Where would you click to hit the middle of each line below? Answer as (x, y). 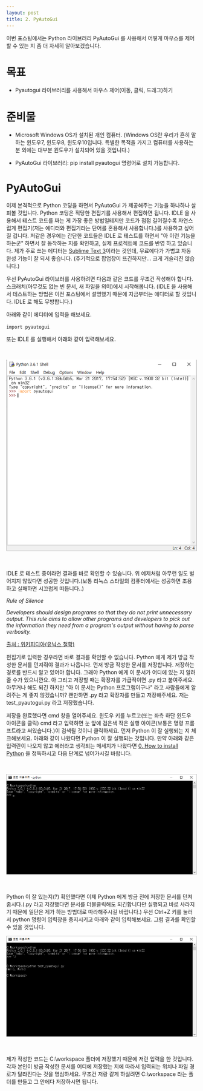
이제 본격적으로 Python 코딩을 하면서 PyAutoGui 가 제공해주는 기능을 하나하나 (98, 206)
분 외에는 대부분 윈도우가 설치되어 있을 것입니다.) (72, 150)
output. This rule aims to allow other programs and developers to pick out (98, 619)
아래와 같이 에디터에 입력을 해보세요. (49, 315)
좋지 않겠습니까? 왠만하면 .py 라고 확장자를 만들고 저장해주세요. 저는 (109, 695)
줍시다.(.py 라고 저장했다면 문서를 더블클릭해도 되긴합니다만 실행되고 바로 (93, 904)
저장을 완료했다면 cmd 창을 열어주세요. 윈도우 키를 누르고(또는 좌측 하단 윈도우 (99, 716)
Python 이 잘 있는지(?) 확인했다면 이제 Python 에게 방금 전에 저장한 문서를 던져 (99, 897)
